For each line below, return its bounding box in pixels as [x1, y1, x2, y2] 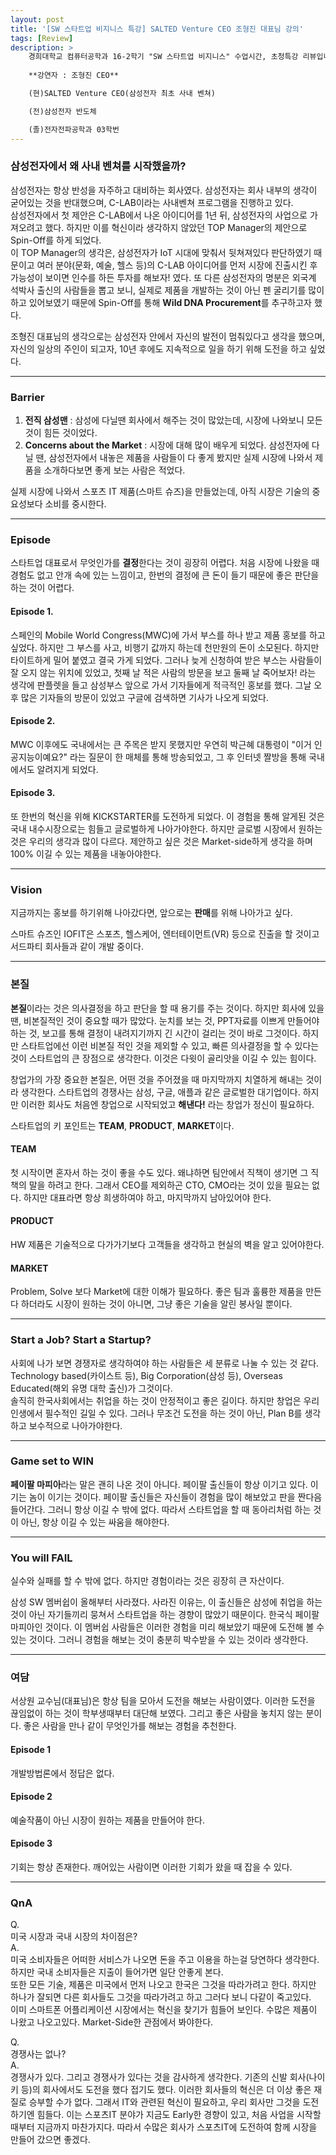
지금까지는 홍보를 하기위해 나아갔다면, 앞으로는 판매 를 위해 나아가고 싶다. [10, 907, 293, 919]
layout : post [10, 14, 65, 25]
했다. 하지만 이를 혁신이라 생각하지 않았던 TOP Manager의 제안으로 [44, 221, 308, 233]
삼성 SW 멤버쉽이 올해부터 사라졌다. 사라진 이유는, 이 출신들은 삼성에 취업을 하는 [10, 1596, 323, 1608]
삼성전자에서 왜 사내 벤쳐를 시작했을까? [10, 159, 187, 173]
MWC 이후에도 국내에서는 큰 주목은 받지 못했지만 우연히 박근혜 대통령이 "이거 [10, 738, 312, 750]
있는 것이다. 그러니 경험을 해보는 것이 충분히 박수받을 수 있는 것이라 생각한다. [10, 1634, 309, 1646]
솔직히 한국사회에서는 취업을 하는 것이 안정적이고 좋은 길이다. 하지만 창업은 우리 [10, 1394, 320, 1406]
